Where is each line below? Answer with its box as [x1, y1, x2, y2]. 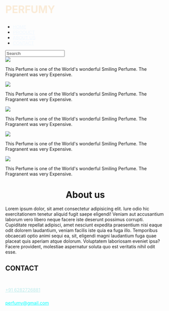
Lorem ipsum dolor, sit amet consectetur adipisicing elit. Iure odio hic [5, 205, 150, 212]
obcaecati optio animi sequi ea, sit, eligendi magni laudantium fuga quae [5, 233, 157, 239]
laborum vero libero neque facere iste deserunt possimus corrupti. [5, 217, 144, 223]
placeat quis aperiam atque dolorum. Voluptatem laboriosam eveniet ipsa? [5, 238, 160, 244]
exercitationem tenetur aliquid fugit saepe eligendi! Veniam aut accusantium [5, 211, 164, 217]
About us [65, 189, 105, 200]
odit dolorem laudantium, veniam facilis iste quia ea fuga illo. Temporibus [5, 227, 158, 234]
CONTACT [5, 264, 39, 272]
